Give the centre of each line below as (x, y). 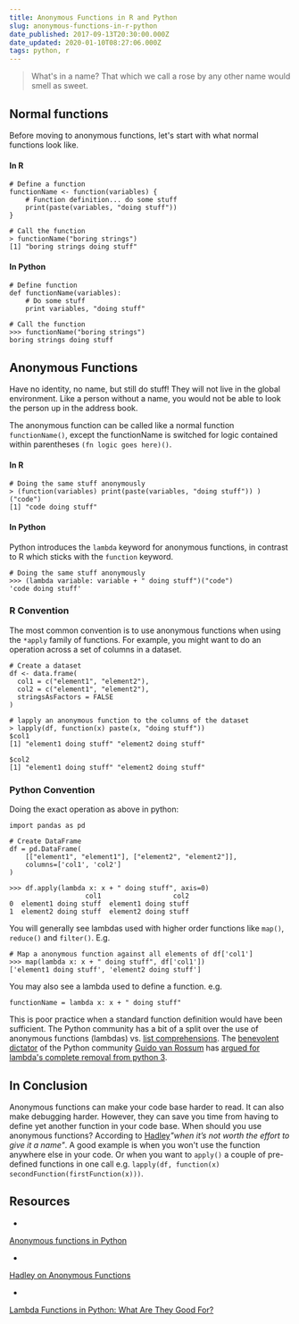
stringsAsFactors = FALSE (66, 697)
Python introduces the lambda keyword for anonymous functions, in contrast (149, 547)
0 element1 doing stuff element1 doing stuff (100, 904)
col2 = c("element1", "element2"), (83, 689)
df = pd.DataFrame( (46, 849)
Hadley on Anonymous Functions (70, 1275)
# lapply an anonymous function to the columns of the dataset (129, 721)
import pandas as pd (48, 826)
